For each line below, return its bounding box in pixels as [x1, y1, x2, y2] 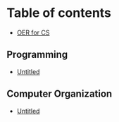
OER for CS [16, 28, 50, 37]
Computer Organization [6, 88, 113, 100]
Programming [6, 49, 68, 61]
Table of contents [6, 5, 112, 21]
